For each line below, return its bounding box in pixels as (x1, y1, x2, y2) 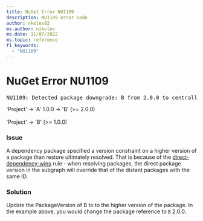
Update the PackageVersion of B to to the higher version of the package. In (6, 202, 193, 209)
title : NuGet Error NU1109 (6, 8, 74, 15)
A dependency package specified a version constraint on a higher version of (6, 147, 197, 154)
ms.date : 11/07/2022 (6, 31, 59, 37)
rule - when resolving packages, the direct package (52, 159, 181, 167)
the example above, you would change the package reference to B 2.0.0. (6, 208, 187, 215)
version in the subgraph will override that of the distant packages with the (6, 166, 190, 173)
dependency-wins (6, 159, 51, 167)
